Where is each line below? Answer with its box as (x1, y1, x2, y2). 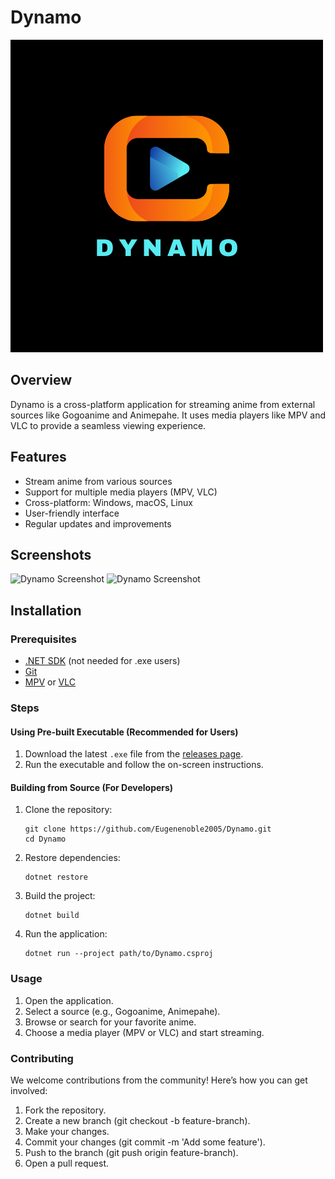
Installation (10, 602, 82, 619)
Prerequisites (10, 632, 77, 646)
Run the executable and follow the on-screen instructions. (24, 759, 264, 771)
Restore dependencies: (24, 852, 121, 864)
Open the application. (24, 994, 114, 1006)
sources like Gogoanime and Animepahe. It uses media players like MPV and (10, 409, 326, 421)
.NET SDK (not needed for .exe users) (24, 655, 181, 667)
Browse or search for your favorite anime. (24, 1016, 197, 1028)
